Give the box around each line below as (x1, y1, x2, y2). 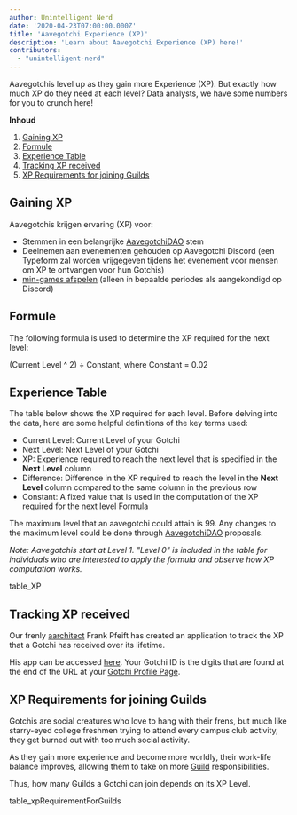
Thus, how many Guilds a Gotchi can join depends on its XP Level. (9, 779, 251, 789)
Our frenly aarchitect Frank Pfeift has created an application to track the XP (9, 630, 284, 641)
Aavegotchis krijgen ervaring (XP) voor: (9, 218, 153, 229)
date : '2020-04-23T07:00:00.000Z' (9, 21, 137, 30)
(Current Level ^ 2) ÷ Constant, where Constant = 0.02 (9, 359, 208, 369)
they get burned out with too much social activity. (9, 734, 191, 746)
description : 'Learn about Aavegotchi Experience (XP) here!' (9, 37, 244, 47)
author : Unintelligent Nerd (9, 12, 113, 22)
